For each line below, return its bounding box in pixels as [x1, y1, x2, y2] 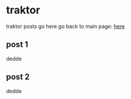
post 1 [6, 40, 28, 49]
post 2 [6, 72, 30, 82]
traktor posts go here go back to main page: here [6, 23, 125, 30]
